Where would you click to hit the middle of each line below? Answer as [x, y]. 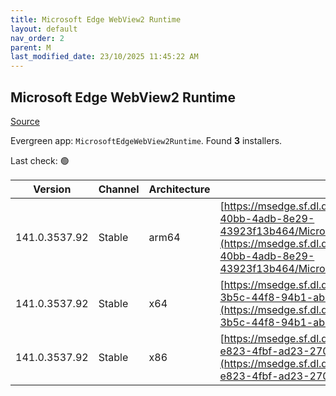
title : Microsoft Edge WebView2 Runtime [96, 19]
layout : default [44, 29]
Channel [119, 189]
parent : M [31, 47]
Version [52, 189]
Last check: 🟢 [40, 160]
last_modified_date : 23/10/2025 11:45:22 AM [104, 57]
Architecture [179, 189]
